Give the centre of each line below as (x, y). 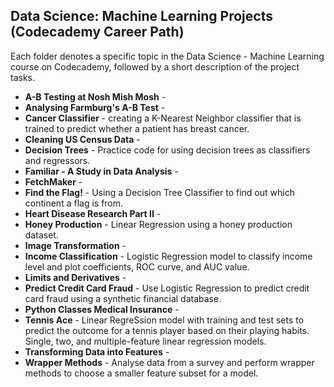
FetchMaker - (53, 181)
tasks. (23, 77)
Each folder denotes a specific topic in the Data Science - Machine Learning (167, 56)
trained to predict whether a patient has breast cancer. (137, 128)
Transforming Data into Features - (97, 351)
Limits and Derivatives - (75, 277)
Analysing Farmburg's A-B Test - (95, 107)
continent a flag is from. (74, 203)
